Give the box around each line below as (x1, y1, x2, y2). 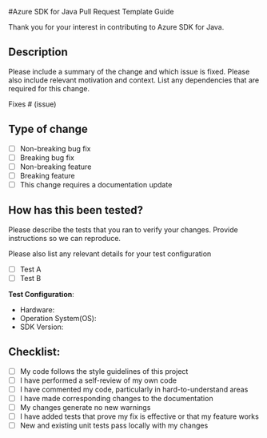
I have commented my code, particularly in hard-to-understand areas (19, 384, 249, 394)
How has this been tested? (8, 203, 144, 217)
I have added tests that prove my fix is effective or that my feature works (19, 412, 260, 421)
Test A (19, 264, 42, 274)
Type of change (8, 123, 88, 136)
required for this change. (8, 83, 90, 93)
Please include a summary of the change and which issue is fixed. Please (8, 66, 250, 76)
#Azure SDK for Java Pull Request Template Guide (8, 7, 174, 16)
